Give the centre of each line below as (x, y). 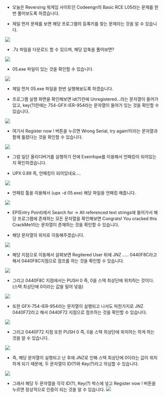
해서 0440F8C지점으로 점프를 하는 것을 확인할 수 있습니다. (68, 261)
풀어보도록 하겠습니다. (38, 13)
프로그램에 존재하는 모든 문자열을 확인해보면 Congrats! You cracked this (87, 219)
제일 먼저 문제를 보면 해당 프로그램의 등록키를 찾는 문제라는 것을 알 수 (78, 24)
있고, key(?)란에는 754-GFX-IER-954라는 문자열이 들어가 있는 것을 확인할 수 (85, 105)
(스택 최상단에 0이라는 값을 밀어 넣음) (48, 286)
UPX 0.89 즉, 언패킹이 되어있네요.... (46, 173)
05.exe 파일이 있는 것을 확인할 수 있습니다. (53, 69)
